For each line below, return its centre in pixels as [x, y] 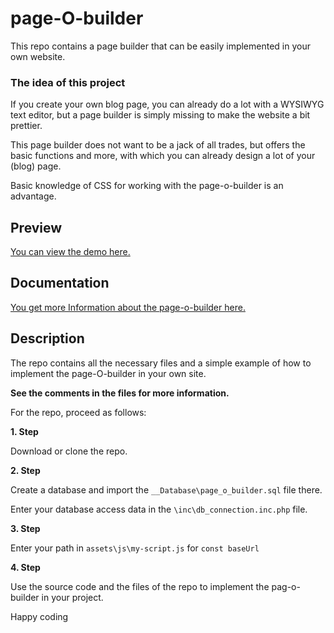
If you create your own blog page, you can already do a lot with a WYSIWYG [167, 104]
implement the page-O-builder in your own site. [108, 373]
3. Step [25, 528]
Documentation [60, 283]
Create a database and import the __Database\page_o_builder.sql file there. [166, 489]
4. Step [25, 567]
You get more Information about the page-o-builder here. [128, 307]
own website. [38, 56]
